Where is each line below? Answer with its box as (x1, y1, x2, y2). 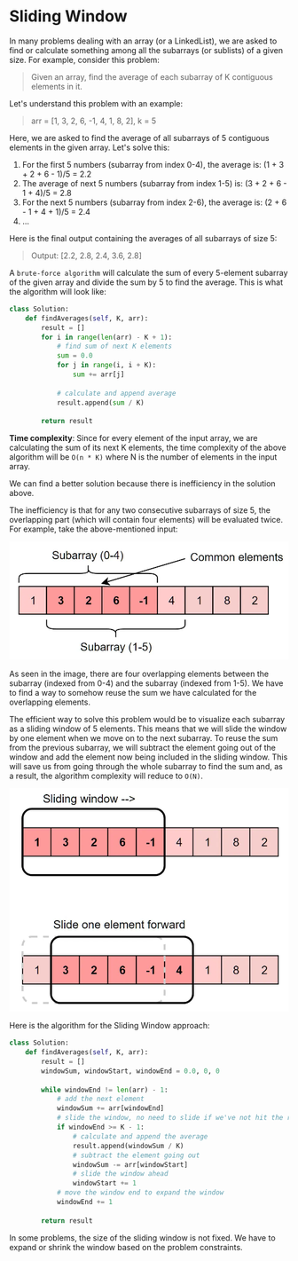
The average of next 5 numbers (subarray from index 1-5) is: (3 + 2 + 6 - (21, 177, 287, 188)
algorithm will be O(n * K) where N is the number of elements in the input (9, 452, 278, 462)
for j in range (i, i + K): (56, 361, 157, 370)
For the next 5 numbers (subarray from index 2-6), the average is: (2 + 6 (21, 197, 287, 208)
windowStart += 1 (72, 1178, 137, 1188)
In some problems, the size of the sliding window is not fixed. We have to (9, 1232, 277, 1243)
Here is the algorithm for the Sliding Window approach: (9, 1021, 210, 1031)
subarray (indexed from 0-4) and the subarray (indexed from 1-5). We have (9, 677, 284, 689)
